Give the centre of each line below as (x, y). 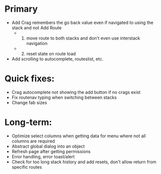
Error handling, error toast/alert (43, 156)
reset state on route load (51, 54)
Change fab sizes (29, 102)
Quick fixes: (30, 79)
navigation (37, 43)
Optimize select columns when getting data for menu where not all (79, 136)
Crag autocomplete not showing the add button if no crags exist (76, 92)
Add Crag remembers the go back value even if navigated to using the (82, 22)
